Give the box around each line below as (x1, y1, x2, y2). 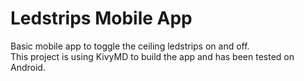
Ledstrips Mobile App (10, 7, 193, 30)
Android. (10, 61, 46, 73)
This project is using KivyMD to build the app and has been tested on (10, 50, 295, 62)
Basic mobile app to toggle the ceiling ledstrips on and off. (10, 40, 250, 52)
